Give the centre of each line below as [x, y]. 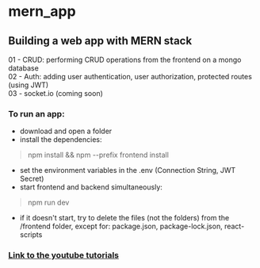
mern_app [42, 11]
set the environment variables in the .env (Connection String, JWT [128, 170]
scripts [31, 235]
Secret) [32, 179]
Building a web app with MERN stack [100, 41]
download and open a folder [66, 131]
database [24, 68]
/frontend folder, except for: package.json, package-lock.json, [121, 226]
